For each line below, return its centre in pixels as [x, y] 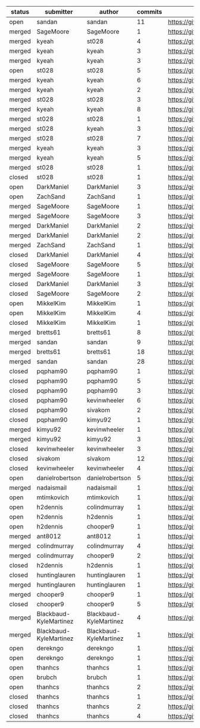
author [109, 12]
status [20, 12]
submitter [59, 12]
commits [149, 12]
